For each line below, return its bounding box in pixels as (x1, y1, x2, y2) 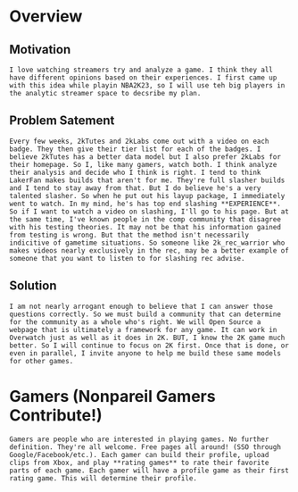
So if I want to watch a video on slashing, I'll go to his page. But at (9, 207, 290, 216)
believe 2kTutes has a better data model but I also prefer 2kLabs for (9, 152, 281, 162)
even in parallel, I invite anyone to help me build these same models (9, 348, 281, 358)
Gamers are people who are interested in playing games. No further (9, 435, 269, 444)
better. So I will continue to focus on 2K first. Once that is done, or (9, 341, 290, 350)
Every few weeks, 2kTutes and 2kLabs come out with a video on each (9, 137, 269, 146)
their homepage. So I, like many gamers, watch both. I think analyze (9, 160, 277, 169)
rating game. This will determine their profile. (9, 473, 198, 483)
